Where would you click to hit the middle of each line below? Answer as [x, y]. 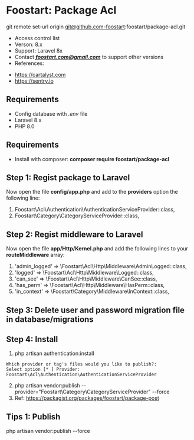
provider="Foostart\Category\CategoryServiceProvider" [83, 392]
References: [29, 63]
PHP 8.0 [24, 126]
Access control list [37, 38]
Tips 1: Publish [33, 417]
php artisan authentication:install [54, 353]
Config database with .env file [51, 113]
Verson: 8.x [29, 44]
